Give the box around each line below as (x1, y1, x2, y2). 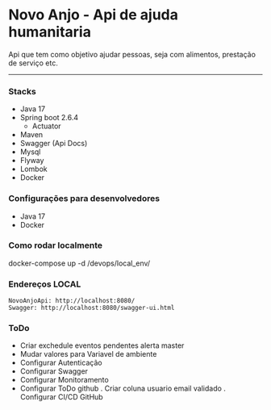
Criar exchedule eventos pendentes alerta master (19, 341, 185, 350)
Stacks (8, 86, 36, 97)
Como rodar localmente (8, 240, 103, 251)
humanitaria (8, 23, 91, 41)
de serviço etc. (8, 58, 58, 68)
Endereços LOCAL (8, 278, 81, 290)
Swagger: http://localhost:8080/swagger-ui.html (8, 304, 175, 312)
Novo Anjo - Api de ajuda (8, 6, 179, 24)
